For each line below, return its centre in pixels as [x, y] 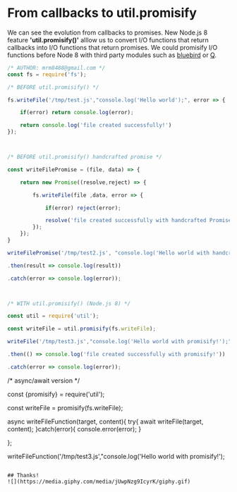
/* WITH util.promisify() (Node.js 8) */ [69, 303]
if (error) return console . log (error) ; [77, 113]
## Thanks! [23, 475]
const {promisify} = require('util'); [56, 394]
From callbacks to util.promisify [102, 13]
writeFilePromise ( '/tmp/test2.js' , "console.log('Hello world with [109, 253]
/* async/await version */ [43, 380]
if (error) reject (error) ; [83, 208]
